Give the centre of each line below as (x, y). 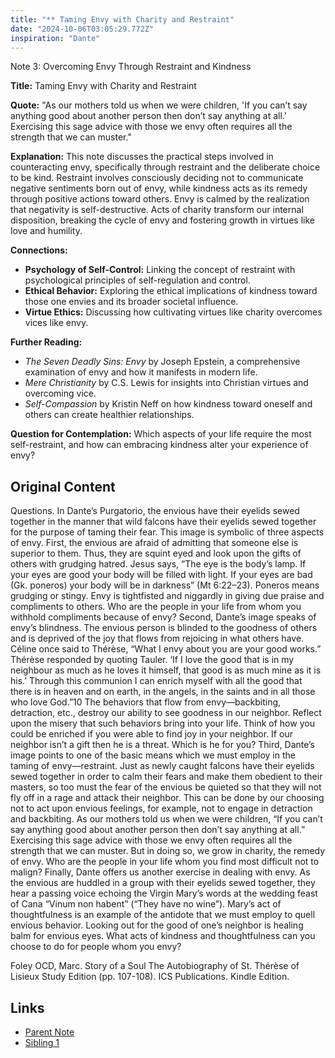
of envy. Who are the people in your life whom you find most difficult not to (165, 862)
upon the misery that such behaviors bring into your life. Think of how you (162, 723)
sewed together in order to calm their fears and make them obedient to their (166, 777)
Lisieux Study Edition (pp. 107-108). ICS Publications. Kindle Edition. (150, 977)
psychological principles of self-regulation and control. (137, 280)
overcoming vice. (60, 393)
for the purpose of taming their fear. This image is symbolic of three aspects (167, 532)
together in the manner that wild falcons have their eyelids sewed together (163, 522)
